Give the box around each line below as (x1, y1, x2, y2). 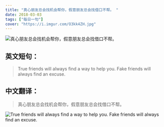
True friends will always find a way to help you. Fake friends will (17, 66, 151, 72)
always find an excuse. (17, 71, 66, 77)
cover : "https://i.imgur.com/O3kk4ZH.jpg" (5, 21, 96, 27)
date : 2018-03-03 (5, 12, 42, 17)
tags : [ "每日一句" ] (5, 17, 44, 22)
